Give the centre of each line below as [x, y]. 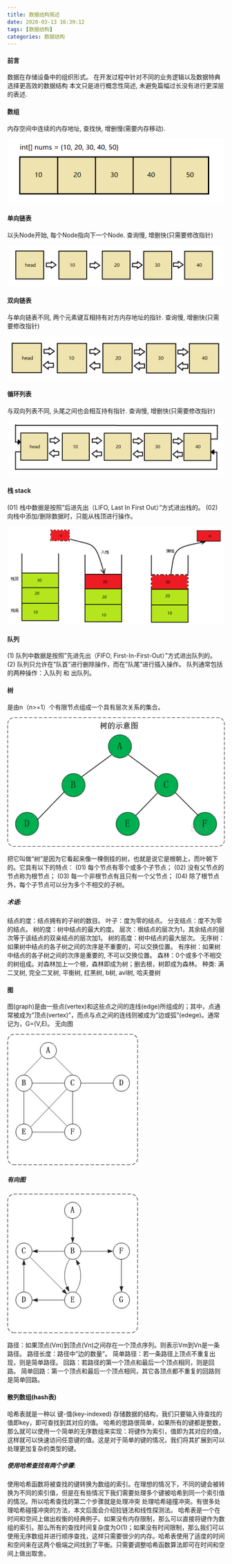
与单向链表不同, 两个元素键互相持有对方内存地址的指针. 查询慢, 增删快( [107, 317]
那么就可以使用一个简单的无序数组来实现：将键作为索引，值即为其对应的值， [116, 1431]
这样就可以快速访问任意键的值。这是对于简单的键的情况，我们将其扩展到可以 [116, 1440]
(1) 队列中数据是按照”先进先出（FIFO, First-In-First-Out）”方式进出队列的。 [112, 656]
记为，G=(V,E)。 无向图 [40, 1024]
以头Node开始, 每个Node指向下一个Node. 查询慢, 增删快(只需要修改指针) [110, 235]
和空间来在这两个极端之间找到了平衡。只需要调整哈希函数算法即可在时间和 [113, 1545]
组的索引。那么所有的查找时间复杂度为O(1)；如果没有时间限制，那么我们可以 [116, 1527]
